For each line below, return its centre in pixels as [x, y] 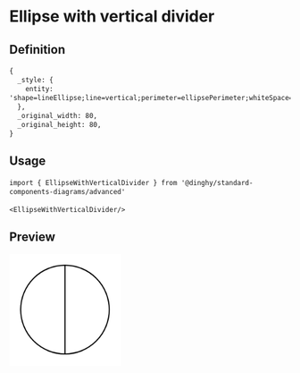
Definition [37, 50]
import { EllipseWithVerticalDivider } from [93, 182]
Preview [33, 237]
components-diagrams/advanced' [67, 191]
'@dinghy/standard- [217, 182]
